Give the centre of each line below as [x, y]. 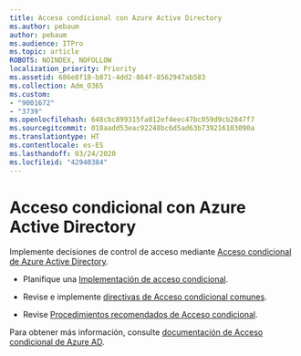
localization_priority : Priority [73, 69]
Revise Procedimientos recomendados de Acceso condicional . [140, 315]
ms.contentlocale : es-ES [57, 145]
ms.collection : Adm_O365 [57, 86]
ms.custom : [30, 94]
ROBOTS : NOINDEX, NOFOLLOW [61, 60]
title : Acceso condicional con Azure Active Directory [116, 18]
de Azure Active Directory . [59, 262]
